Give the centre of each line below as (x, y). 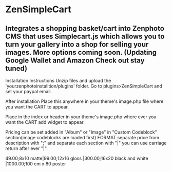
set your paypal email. (29, 91)
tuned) (16, 68)
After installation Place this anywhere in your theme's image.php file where (84, 101)
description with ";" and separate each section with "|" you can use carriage (86, 143)
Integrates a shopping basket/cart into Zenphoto (85, 28)
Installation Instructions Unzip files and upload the (58, 81)
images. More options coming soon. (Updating (81, 52)
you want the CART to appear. (37, 107)
